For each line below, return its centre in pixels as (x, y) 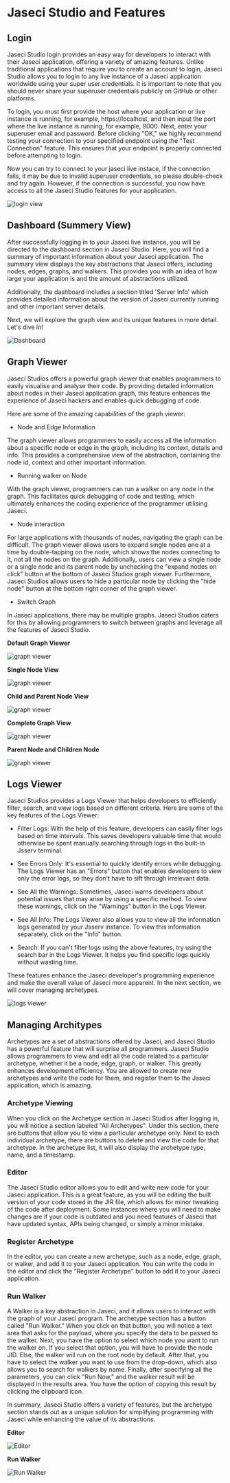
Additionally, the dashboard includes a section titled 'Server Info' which (108, 292)
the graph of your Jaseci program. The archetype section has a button (107, 1318)
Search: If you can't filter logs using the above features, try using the (114, 948)
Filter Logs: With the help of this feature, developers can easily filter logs (120, 828)
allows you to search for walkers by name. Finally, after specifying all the (110, 1370)
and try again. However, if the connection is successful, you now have (106, 183)
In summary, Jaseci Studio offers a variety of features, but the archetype (110, 1405)
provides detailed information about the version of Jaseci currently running (113, 299)
